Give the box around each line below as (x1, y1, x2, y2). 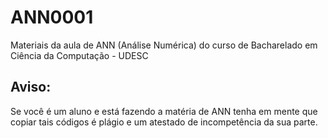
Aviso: (10, 79, 52, 96)
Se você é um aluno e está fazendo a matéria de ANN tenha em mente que (10, 105, 318, 117)
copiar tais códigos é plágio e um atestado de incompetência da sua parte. (10, 116, 318, 128)
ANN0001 (10, 6, 94, 29)
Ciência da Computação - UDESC (10, 49, 149, 61)
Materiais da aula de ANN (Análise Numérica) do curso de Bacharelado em (10, 39, 318, 51)
